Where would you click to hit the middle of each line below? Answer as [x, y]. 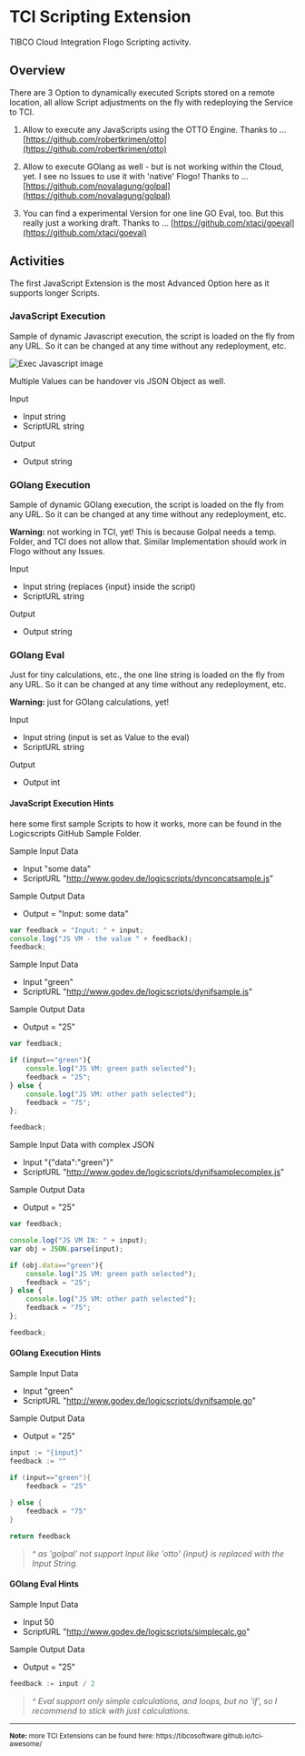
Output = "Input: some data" [75, 913]
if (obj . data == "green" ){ [56, 1265]
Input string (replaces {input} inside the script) [109, 587]
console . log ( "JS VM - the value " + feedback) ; [101, 939]
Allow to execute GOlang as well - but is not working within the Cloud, [153, 167]
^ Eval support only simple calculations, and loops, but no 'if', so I [154, 1700]
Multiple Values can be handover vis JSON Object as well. [118, 381]
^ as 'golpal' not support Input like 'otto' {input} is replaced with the [157, 1553]
